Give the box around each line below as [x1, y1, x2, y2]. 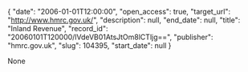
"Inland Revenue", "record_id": [7, 24, 108, 33]
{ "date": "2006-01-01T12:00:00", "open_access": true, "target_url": [7, 7, 231, 16]
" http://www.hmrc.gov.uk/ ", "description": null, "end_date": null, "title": [7, 15, 241, 25]
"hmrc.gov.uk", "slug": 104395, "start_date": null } [7, 41, 172, 50]
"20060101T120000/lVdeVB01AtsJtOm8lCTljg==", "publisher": [7, 32, 213, 42]
